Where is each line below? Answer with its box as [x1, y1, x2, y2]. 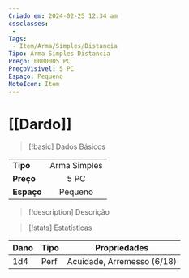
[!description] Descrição [28, 207, 110, 217]
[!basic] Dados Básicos [28, 141, 106, 151]
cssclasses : [8, 20, 49, 28]
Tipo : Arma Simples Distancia [8, 50, 111, 58]
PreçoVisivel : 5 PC [8, 65, 75, 73]
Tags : [8, 34, 27, 43]
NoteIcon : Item [8, 80, 60, 88]
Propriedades [95, 242, 148, 254]
